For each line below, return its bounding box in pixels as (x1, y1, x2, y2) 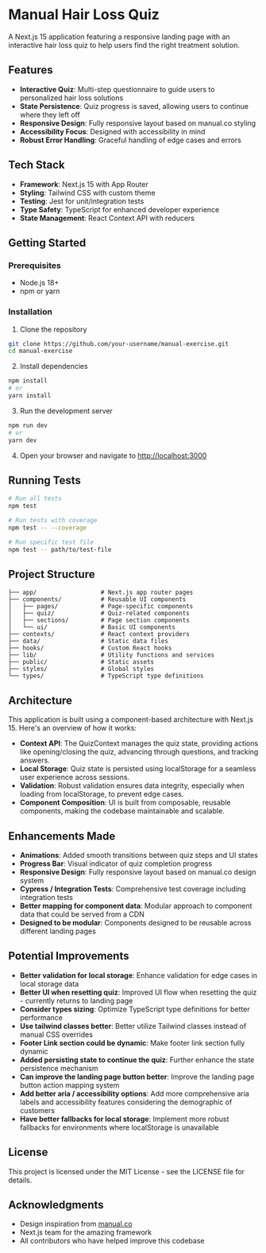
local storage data (19, 979, 79, 988)
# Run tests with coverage (8, 517, 98, 525)
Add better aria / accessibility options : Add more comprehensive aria (19, 1088, 250, 1098)
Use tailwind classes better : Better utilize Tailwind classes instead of (19, 1021, 247, 1030)
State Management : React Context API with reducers (19, 213, 195, 223)
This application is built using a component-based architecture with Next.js (8, 715, 254, 724)
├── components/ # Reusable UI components (8, 595, 187, 603)
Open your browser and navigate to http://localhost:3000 (19, 451, 207, 460)
